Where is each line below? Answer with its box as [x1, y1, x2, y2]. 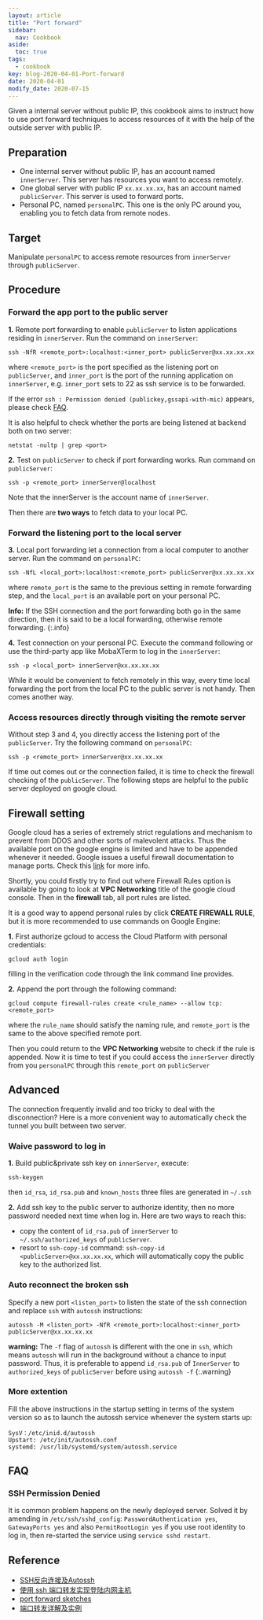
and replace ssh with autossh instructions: [8, 1305, 144, 1315]
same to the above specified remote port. [8, 1028, 142, 1039]
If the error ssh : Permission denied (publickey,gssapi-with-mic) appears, [8, 394, 255, 404]
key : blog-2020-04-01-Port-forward [8, 70, 125, 78]
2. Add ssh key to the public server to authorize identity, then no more [8, 1203, 235, 1212]
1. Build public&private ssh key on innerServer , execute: [8, 1158, 189, 1168]
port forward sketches [19, 1594, 92, 1603]
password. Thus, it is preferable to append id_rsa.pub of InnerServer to [8, 1358, 240, 1367]
